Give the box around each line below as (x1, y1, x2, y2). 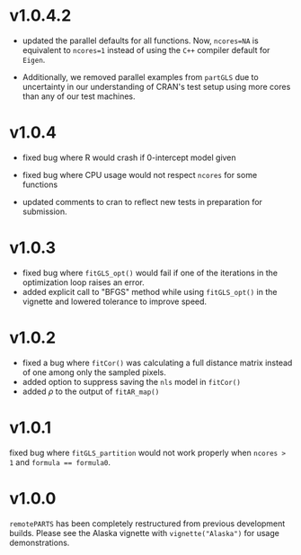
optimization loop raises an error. (22, 276, 146, 288)
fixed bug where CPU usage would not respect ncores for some (22, 169, 258, 180)
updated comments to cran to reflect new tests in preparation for (22, 196, 263, 207)
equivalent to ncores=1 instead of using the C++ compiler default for (22, 44, 270, 55)
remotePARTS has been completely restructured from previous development (9, 518, 286, 529)
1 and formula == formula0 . (9, 456, 111, 468)
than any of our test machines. (22, 91, 137, 102)
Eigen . (22, 54, 46, 65)
